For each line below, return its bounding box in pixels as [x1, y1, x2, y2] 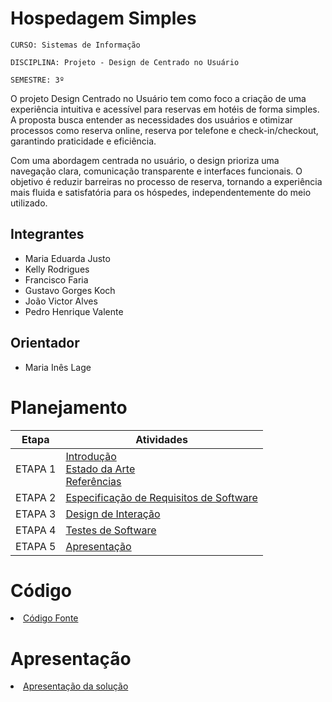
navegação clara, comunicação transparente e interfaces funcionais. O [10, 165, 303, 177]
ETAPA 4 [15, 523, 57, 537]
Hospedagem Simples [10, 7, 197, 30]
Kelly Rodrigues [24, 263, 90, 275]
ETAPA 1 [15, 462, 57, 476]
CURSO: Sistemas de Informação [10, 40, 141, 50]
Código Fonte [23, 612, 79, 624]
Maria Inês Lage [24, 361, 92, 373]
